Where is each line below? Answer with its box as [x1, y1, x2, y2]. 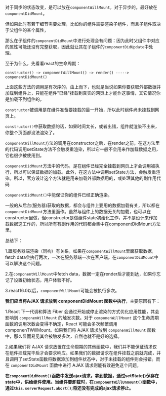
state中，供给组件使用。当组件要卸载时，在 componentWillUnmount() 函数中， [5, 379, 160, 385]
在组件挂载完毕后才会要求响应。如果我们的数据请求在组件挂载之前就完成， [5, 350, 157, 356]
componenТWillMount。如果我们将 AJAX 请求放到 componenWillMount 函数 [5, 327, 156, 333]
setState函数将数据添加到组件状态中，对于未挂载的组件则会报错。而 [22, 356, 161, 362]
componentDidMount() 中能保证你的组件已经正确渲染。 [5, 192, 113, 198]
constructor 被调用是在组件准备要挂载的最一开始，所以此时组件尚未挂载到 [5, 107, 155, 113]
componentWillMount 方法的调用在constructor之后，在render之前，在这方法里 [5, 140, 160, 146]
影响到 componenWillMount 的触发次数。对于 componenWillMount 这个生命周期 [5, 315, 159, 320]
